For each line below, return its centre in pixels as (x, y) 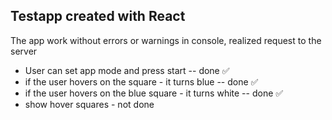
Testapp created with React (98, 16)
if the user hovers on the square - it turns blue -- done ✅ (141, 81)
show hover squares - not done (89, 104)
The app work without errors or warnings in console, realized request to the (166, 40)
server (24, 51)
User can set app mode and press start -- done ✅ (127, 70)
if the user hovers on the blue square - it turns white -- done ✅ (154, 93)
